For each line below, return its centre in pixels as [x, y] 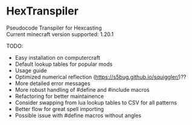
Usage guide [31, 70]
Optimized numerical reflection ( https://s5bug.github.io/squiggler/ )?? [101, 77]
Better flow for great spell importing [59, 109]
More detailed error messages [53, 83]
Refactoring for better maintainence [59, 96]
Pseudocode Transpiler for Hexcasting [54, 28]
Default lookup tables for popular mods [64, 64]
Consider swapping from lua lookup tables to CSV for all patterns [96, 102]
